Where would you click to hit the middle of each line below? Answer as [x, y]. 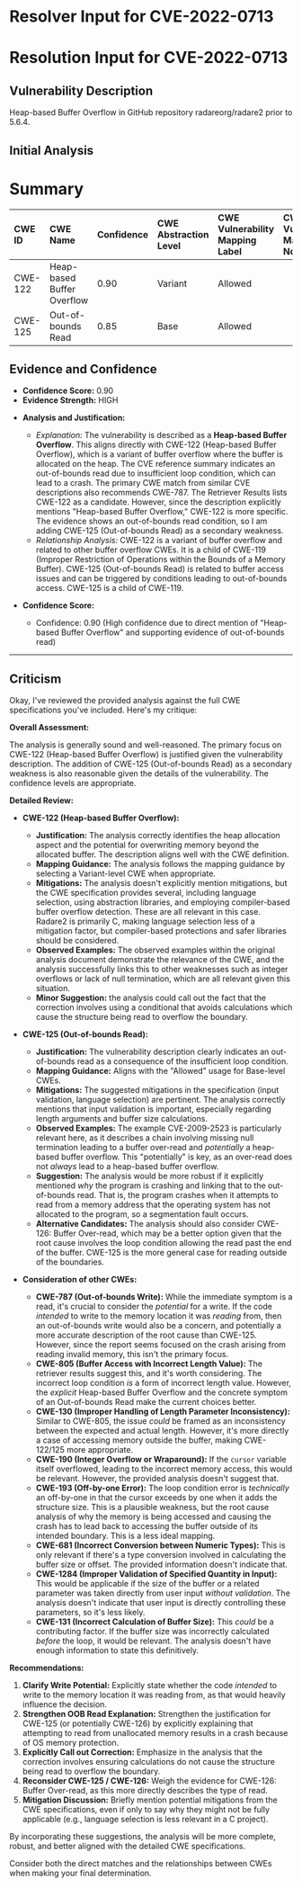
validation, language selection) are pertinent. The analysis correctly [160, 1100]
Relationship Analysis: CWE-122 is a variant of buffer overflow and [159, 541]
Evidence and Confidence [83, 369]
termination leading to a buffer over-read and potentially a [143, 1148]
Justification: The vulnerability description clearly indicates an [152, 1052]
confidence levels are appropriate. [73, 783]
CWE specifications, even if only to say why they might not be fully [146, 1810]
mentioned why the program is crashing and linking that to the [151, 1185]
